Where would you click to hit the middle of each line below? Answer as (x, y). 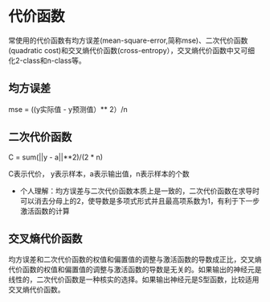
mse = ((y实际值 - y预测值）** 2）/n (68, 109)
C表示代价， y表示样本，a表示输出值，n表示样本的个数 (99, 173)
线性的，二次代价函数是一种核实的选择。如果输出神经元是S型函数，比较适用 (134, 279)
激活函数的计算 (45, 211)
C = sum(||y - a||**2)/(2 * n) (55, 157)
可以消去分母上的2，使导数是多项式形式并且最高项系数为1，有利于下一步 (140, 201)
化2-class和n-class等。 (47, 60)
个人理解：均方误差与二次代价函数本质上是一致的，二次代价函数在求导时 (139, 191)
